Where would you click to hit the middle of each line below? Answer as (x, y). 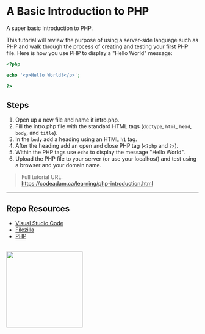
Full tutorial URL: (42, 177)
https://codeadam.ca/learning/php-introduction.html (87, 184)
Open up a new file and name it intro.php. (67, 120)
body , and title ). (36, 133)
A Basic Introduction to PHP (78, 11)
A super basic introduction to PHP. (50, 28)
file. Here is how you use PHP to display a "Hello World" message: (89, 53)
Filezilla (25, 230)
